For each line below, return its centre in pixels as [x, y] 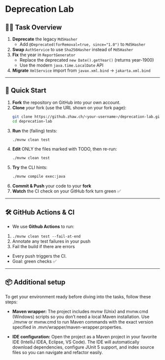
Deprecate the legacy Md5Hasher [45, 39]
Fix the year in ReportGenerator [44, 55]
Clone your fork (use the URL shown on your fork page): [69, 107]
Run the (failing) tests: [35, 131]
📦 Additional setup [35, 282]
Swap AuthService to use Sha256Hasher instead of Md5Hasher [73, 49]
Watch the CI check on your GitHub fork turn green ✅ [67, 191]
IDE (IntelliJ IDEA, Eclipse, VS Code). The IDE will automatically [76, 342]
